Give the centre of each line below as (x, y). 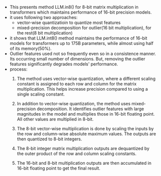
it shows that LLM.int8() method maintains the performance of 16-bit (78, 38)
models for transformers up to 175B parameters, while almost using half (81, 43)
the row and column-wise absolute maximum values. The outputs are (86, 134)
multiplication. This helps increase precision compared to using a (82, 89)
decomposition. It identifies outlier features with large (91, 109)
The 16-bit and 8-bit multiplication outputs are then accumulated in (84, 163)
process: (19, 69)
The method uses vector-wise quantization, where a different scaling (86, 78)
